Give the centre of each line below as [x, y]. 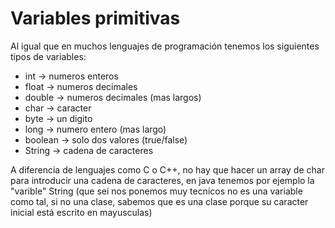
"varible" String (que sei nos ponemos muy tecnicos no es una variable [156, 191]
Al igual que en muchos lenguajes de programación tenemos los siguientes [165, 46]
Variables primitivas [95, 18]
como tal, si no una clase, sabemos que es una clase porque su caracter [159, 201]
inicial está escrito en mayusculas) [81, 212]
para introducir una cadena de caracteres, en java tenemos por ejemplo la [162, 180]
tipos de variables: [48, 56]
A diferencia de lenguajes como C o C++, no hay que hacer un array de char [167, 169]
